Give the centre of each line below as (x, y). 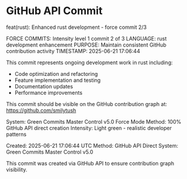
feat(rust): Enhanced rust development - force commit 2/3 (76, 27)
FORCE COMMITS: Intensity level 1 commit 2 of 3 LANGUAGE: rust (86, 38)
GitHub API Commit (54, 11)
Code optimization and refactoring (56, 74)
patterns (16, 134)
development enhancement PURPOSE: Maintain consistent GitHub (86, 45)
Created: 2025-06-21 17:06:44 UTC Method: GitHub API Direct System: (92, 145)
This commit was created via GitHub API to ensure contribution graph (90, 163)
